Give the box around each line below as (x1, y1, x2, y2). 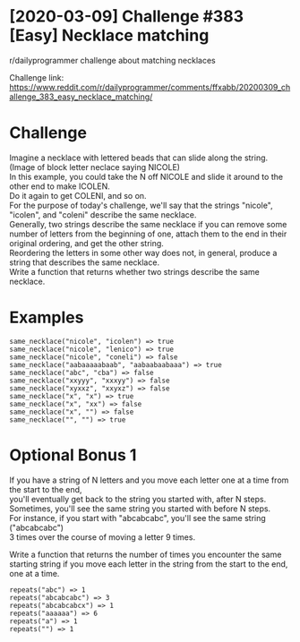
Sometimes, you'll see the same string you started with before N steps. (9, 503, 271, 514)
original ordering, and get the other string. (9, 237, 164, 248)
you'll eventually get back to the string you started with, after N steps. (9, 493, 267, 504)
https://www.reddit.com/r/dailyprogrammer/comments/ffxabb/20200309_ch (9, 81, 291, 92)
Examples (9, 307, 84, 328)
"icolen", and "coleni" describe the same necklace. (9, 209, 197, 220)
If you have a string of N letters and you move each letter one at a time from (9, 475, 289, 485)
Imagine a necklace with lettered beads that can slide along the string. (9, 152, 269, 163)
